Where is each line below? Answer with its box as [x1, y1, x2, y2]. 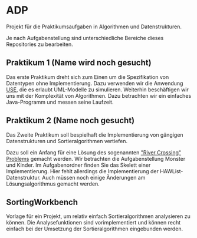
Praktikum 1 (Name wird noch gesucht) [6, 58, 152, 68]
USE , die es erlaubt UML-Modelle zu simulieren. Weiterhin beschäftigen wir [6, 86, 189, 93]
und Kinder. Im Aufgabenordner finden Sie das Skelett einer [6, 161, 151, 168]
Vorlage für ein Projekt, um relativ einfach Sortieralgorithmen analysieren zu [6, 213, 191, 220]
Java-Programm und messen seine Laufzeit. [6, 98, 114, 105]
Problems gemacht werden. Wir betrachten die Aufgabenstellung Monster [6, 155, 186, 162]
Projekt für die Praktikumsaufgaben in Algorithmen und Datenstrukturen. [6, 23, 182, 30]
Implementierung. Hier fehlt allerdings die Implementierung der [6, 167, 159, 174]
